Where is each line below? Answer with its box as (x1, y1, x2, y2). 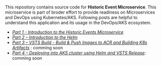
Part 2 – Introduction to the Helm (12, 34, 78, 40)
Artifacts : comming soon (12, 45, 63, 50)
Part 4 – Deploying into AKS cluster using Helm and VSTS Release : (12, 50, 146, 56)
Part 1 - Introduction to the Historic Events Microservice (12, 29, 124, 35)
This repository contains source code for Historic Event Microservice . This (5, 4, 157, 10)
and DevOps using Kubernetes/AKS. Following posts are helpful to (5, 15, 138, 20)
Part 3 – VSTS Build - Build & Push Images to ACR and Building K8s (12, 40, 147, 45)
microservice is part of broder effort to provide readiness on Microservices (5, 9, 155, 15)
